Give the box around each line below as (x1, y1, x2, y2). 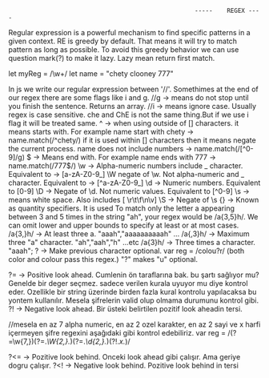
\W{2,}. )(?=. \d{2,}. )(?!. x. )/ (46, 336, 130, 346)
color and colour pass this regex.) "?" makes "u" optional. (8, 255, 199, 263)
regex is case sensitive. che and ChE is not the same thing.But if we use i (8, 110, 250, 119)
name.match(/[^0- (194, 144, 254, 153)
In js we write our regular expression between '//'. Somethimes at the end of (8, 84, 259, 94)
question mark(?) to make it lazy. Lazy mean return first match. (8, 54, 215, 62)
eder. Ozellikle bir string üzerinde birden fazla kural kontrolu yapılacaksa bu (8, 288, 257, 296)
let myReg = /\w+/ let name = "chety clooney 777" (8, 69, 174, 78)
